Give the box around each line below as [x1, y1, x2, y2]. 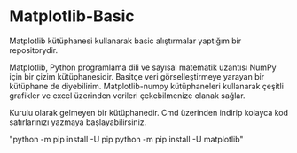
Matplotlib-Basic [9, 6, 135, 27]
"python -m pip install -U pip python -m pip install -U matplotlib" [9, 134, 244, 144]
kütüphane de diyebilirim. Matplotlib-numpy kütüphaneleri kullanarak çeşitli [9, 80, 284, 91]
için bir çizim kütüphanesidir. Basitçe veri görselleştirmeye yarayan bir [9, 71, 264, 81]
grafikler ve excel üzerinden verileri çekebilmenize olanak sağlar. [9, 90, 246, 101]
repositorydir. [9, 44, 59, 55]
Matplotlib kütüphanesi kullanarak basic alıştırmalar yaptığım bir [9, 35, 242, 46]
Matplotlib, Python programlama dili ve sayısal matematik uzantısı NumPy [9, 62, 277, 73]
